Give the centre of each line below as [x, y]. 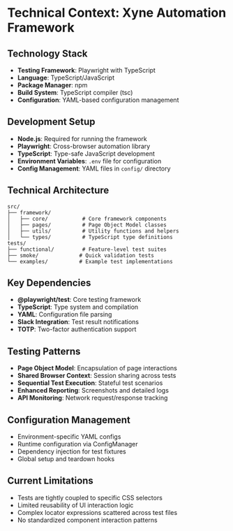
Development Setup [51, 122]
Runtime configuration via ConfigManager [77, 444]
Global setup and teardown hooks [66, 459]
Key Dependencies [49, 283]
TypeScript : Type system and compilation [78, 307]
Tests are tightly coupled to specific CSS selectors [90, 497]
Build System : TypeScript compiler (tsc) [75, 93]
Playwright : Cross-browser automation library [84, 146]
